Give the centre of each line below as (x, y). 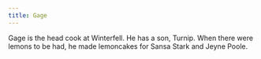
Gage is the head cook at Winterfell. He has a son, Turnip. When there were (131, 38)
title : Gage (28, 15)
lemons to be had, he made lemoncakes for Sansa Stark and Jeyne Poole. (128, 46)
